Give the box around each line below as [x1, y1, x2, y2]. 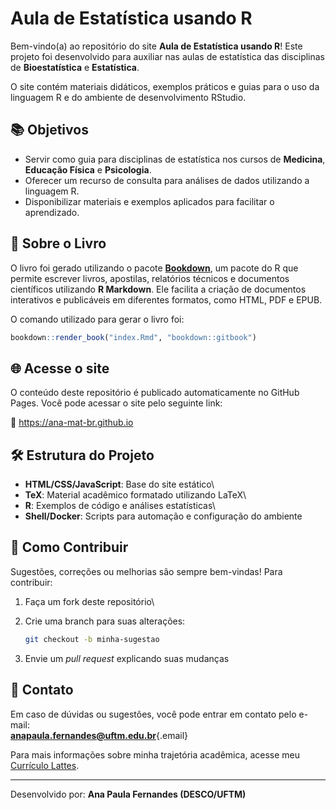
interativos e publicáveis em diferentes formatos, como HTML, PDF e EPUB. [10, 293, 323, 306]
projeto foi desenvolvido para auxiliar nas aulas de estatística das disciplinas [10, 50, 326, 62]
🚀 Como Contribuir [10, 539, 129, 556]
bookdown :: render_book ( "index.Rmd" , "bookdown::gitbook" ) [10, 332, 257, 342]
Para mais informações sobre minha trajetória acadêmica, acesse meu [10, 748, 301, 761]
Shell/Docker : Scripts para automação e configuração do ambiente [24, 510, 303, 522]
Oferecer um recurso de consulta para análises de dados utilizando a [24, 174, 310, 186]
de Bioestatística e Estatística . [10, 61, 140, 73]
